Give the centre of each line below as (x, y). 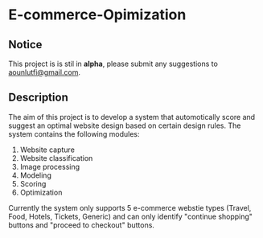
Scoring (33, 183)
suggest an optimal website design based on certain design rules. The (125, 125)
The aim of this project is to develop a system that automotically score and (132, 117)
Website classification (56, 158)
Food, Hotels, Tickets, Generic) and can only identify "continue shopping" (131, 216)
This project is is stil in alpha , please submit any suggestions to (113, 64)
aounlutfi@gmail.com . (45, 72)
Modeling (36, 175)
